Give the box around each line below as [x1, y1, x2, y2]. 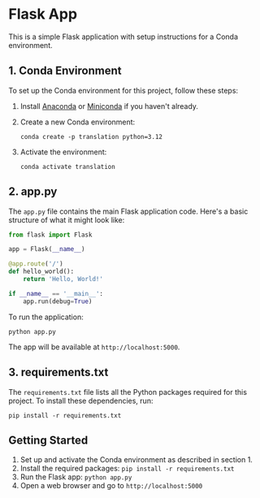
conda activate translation [19, 162, 115, 171]
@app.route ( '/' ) [8, 260, 63, 268]
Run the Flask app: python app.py [19, 472, 132, 482]
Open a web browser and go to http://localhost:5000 [19, 481, 203, 491]
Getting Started [8, 433, 89, 447]
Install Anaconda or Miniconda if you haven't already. [19, 101, 199, 110]
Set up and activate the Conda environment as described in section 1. [19, 455, 253, 465]
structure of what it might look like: [8, 214, 125, 224]
